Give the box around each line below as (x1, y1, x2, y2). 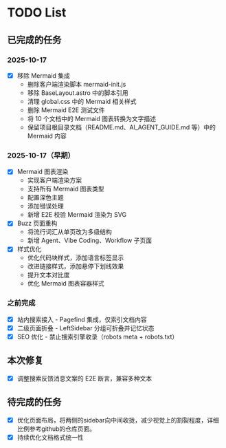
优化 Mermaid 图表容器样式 (27, 279, 104, 288)
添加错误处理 (27, 202, 64, 211)
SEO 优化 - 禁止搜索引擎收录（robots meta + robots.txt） (16, 332, 179, 341)
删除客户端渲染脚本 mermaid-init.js (27, 80, 126, 88)
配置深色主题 (27, 193, 64, 202)
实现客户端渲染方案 (27, 176, 82, 184)
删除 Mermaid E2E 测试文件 (27, 105, 105, 114)
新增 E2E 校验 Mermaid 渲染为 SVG (27, 211, 127, 219)
